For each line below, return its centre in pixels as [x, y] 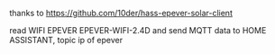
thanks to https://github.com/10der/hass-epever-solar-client [121, 13]
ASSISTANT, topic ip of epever [66, 40]
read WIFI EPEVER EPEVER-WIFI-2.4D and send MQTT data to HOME [138, 30]
